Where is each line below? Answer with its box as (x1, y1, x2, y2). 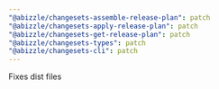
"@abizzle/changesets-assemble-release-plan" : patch (8, 13, 211, 22)
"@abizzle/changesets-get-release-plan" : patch (8, 30, 191, 39)
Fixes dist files (8, 71, 62, 82)
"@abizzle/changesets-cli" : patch (8, 47, 139, 56)
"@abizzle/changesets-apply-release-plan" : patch (8, 22, 199, 31)
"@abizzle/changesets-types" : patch (8, 38, 146, 48)
